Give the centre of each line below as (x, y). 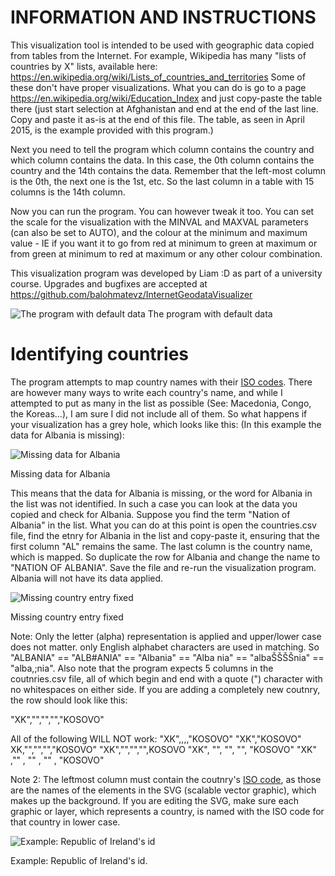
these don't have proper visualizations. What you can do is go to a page (158, 87)
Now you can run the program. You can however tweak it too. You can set (162, 211)
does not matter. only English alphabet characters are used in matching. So (165, 647)
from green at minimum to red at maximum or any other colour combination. (166, 253)
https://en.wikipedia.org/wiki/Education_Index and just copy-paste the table (166, 98)
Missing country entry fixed (67, 617)
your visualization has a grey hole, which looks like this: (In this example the (166, 424)
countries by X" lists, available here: (84, 66)
